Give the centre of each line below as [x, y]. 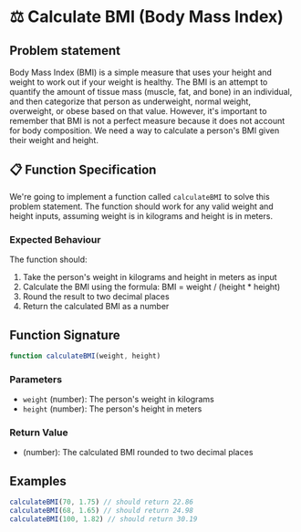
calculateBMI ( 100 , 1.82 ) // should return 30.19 [104, 519]
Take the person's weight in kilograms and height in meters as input [150, 277]
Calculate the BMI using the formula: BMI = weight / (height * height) [151, 287]
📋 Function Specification [83, 170]
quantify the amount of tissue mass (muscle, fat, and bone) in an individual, [151, 92]
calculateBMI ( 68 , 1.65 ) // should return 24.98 [102, 511]
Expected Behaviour [55, 239]
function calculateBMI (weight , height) [85, 356]
